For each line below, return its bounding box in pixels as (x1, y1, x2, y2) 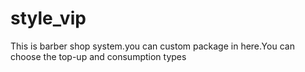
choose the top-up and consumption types (10, 50, 187, 62)
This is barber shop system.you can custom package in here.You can (10, 40, 295, 52)
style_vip (10, 7, 87, 30)
